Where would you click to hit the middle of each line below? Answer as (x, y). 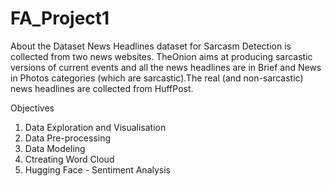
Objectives (32, 108)
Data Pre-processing (67, 138)
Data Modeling (55, 148)
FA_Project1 (60, 18)
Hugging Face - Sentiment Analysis (97, 169)
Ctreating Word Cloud (69, 159)
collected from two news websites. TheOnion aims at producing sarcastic (161, 56)
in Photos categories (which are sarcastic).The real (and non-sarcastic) (157, 78)
